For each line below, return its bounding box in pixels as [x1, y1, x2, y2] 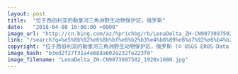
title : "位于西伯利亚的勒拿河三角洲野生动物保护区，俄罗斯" [7, 17, 166, 24]
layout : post [7, 10, 46, 18]
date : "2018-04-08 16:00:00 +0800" [7, 23, 119, 30]
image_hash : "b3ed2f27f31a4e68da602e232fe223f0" [7, 50, 154, 57]
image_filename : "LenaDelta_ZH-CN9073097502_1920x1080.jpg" [7, 56, 189, 63]
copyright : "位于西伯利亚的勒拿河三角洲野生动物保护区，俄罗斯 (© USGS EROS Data [7, 43, 229, 50]
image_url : [7, 30, 40, 37]
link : [7, 37, 23, 44]
